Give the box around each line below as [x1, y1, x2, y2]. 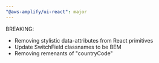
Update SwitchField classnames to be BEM [14, 43, 122, 50]
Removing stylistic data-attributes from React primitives [14, 37, 154, 44]
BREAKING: [5, 25, 34, 32]
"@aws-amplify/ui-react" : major [5, 8, 87, 15]
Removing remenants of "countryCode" [14, 49, 113, 57]
